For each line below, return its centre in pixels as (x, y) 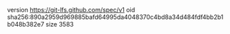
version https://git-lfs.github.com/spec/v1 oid (71, 10)
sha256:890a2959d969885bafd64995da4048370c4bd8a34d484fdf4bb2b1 (115, 17)
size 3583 (60, 24)
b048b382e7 (26, 24)
